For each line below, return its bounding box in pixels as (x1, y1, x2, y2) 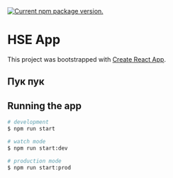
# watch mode (7, 138, 46, 145)
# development (7, 118, 50, 126)
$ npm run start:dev (7, 145, 69, 152)
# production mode (7, 157, 62, 165)
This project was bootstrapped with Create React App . (7, 55, 167, 63)
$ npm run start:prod (7, 164, 72, 171)
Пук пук (7, 76, 45, 88)
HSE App (7, 32, 61, 48)
